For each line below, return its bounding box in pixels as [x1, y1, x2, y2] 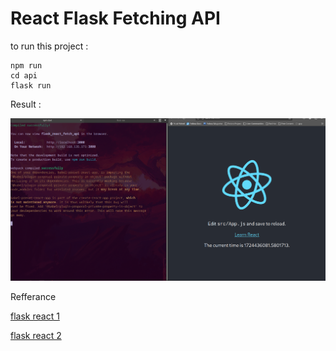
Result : [10, 98, 42, 110]
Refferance [10, 290, 57, 302]
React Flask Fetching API [10, 7, 221, 30]
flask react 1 [10, 310, 60, 322]
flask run [10, 80, 52, 91]
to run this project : [10, 40, 89, 52]
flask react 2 [10, 329, 62, 341]
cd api [10, 70, 38, 81]
